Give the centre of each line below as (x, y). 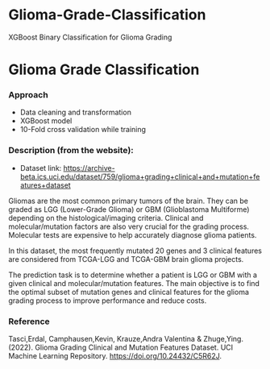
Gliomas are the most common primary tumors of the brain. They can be (128, 201)
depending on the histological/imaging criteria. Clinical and (106, 218)
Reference (29, 321)
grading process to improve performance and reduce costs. (108, 301)
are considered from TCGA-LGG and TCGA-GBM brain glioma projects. (126, 259)
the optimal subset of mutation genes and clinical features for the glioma (129, 292)
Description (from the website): (71, 151)
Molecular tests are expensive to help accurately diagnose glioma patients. (133, 234)
